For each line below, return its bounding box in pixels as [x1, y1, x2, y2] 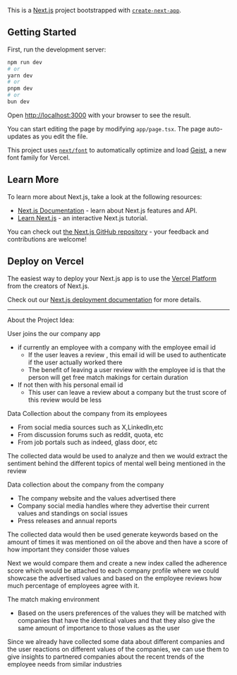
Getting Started [7, 26, 77, 38]
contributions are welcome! [7, 234, 87, 243]
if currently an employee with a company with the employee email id [17, 342, 217, 352]
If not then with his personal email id [17, 381, 123, 389]
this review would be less [28, 395, 102, 404]
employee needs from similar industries [7, 659, 122, 668]
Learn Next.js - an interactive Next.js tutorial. [17, 213, 148, 222]
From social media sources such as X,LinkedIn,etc [17, 423, 164, 431]
